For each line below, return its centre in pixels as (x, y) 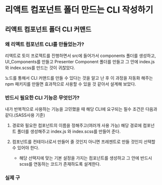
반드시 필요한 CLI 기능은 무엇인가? (42, 98)
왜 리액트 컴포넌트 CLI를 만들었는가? (45, 44)
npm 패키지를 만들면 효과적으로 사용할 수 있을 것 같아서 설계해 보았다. (71, 84)
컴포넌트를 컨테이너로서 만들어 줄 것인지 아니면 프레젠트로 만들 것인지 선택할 (84, 142)
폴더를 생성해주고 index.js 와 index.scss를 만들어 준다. (69, 131)
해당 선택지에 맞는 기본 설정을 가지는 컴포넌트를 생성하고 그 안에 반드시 (86, 158)
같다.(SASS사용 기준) (25, 115)
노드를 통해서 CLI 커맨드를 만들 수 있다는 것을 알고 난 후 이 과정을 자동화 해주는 (79, 78)
